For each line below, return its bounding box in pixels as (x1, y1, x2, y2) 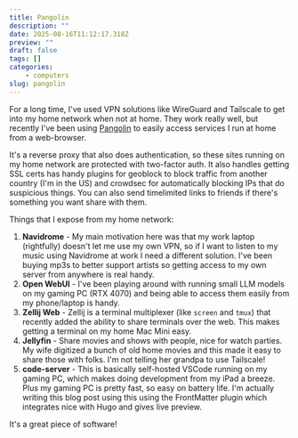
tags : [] (9, 54, 42, 63)
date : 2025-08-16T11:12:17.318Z (9, 29, 129, 38)
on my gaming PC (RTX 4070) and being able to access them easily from (21, 288, 290, 298)
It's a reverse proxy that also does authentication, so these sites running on (9, 149, 286, 160)
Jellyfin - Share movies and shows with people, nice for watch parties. (21, 335, 283, 345)
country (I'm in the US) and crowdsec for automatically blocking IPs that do (9, 177, 285, 188)
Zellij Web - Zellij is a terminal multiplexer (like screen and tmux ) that (21, 306, 271, 317)
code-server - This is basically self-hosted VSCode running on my (21, 363, 268, 374)
